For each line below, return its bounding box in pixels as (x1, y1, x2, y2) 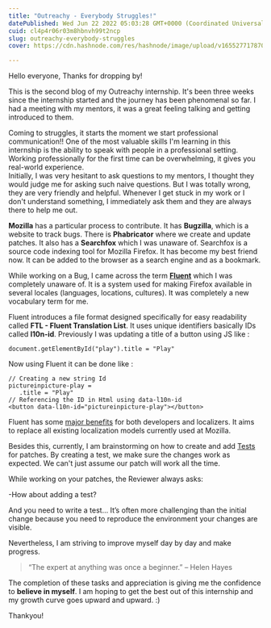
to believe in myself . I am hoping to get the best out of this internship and (8, 587, 254, 597)
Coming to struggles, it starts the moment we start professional (8, 128, 219, 138)
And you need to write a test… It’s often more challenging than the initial (8, 505, 248, 515)
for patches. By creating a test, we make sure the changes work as (8, 450, 231, 460)
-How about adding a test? (8, 490, 97, 500)
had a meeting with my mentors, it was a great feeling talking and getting (8, 104, 251, 114)
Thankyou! (8, 611, 44, 621)
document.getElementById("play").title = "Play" (8, 345, 175, 354)
